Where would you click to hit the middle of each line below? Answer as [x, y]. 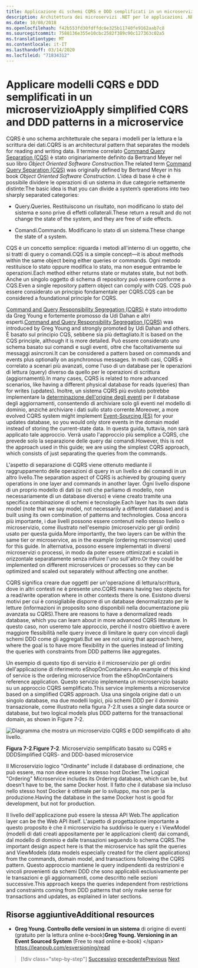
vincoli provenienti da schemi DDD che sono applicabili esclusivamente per [97, 871]
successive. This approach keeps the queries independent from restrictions [97, 884]
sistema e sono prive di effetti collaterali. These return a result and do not [103, 212]
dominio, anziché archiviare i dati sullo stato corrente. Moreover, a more [93, 409]
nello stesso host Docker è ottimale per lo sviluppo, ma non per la [85, 791]
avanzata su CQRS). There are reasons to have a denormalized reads [89, 614]
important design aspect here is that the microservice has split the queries [96, 846]
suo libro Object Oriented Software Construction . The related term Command [99, 163]
